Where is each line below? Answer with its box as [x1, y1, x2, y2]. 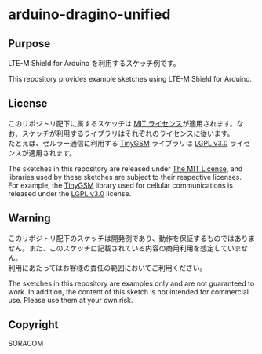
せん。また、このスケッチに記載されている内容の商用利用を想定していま [8, 243, 242, 253]
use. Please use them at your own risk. [8, 295, 133, 305]
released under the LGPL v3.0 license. [8, 188, 132, 198]
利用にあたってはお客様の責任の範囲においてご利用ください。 [8, 263, 207, 272]
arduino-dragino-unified [8, 5, 171, 24]
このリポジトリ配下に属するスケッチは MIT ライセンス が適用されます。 [8, 119, 237, 128]
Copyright [8, 318, 59, 331]
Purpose [8, 37, 51, 50]
